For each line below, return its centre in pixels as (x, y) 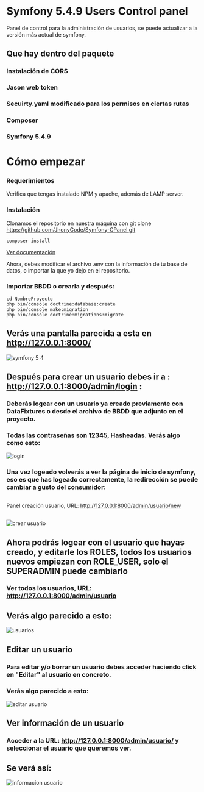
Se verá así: (29, 768)
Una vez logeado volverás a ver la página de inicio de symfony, (101, 472)
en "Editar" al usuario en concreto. (59, 674)
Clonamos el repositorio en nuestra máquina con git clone (79, 223)
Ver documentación (31, 252)
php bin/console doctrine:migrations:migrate (65, 315)
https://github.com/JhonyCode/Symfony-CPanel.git (71, 229)
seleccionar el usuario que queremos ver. (69, 748)
